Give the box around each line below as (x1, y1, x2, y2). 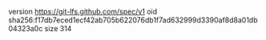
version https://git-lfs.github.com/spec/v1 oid (8, 7, 158, 16)
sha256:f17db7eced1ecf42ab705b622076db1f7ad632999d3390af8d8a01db (8, 15, 258, 25)
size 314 (44, 24, 72, 33)
